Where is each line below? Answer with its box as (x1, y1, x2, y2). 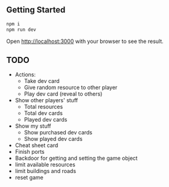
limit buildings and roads (14, 168, 77, 175)
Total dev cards (24, 110, 63, 117)
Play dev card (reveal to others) (24, 90, 103, 97)
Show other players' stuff (14, 97, 78, 104)
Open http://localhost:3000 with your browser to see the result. (6, 38, 164, 45)
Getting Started (6, 5, 66, 15)
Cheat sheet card (14, 142, 59, 149)
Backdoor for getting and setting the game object (14, 154, 138, 162)
